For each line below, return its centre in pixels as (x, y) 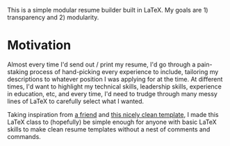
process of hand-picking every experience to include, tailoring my (124, 71)
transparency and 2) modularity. (53, 17)
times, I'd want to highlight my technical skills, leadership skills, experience (115, 86)
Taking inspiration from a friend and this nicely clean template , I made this (113, 114)
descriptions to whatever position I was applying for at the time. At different (115, 79)
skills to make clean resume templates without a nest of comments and (109, 129)
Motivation (39, 45)
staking (18, 71)
